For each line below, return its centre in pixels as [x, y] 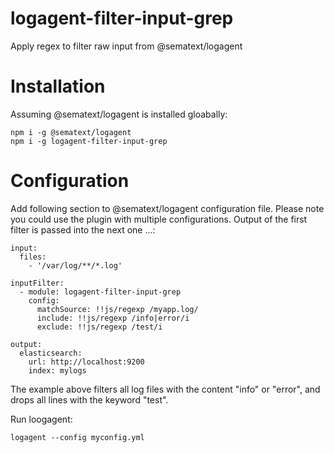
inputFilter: [37, 283]
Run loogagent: [41, 419]
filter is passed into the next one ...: [83, 229]
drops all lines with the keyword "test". [89, 399]
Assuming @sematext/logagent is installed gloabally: [119, 114]
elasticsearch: [51, 353]
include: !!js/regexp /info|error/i [113, 318]
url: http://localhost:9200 [86, 362]
